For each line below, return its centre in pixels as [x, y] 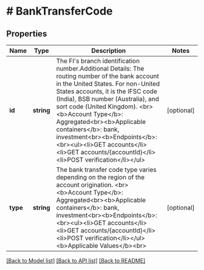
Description [109, 51]
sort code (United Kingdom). [97, 106]
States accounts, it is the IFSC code [107, 91]
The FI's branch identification [98, 61]
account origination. [85, 185]
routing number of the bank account [107, 76]
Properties [27, 34]
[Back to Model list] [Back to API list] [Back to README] [76, 261]
